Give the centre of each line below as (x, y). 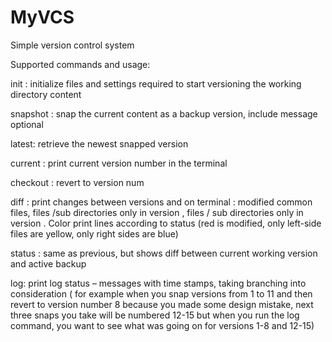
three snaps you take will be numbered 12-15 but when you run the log (155, 315)
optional (27, 124)
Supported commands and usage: (80, 64)
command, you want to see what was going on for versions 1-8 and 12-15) (162, 325)
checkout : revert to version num (77, 182)
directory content (46, 94)
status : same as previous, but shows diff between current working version (164, 253)
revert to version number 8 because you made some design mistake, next (162, 304)
